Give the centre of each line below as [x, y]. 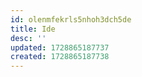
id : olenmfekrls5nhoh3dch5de [71, 19]
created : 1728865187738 [60, 57]
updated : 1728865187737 [60, 47]
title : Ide [33, 29]
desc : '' [28, 38]
